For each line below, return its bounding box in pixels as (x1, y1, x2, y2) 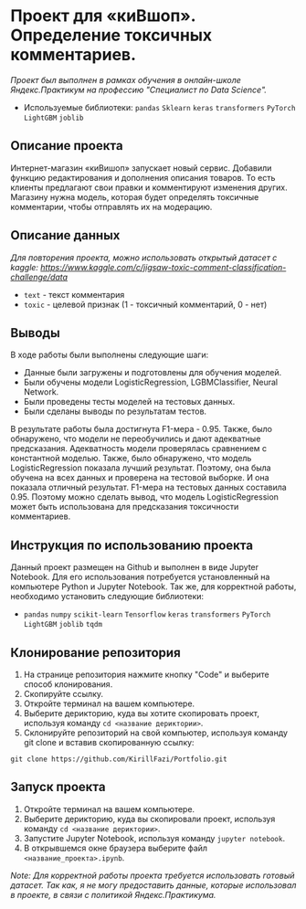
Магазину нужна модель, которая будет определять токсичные (10, 191, 259, 202)
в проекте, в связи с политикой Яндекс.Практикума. (10, 889, 216, 900)
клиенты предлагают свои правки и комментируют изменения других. (10, 182, 289, 193)
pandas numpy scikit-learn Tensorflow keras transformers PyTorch (23, 610, 271, 619)
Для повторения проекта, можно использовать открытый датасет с (10, 252, 278, 263)
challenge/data (10, 271, 68, 282)
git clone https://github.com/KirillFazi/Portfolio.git (10, 755, 227, 764)
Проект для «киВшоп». (10, 5, 196, 26)
